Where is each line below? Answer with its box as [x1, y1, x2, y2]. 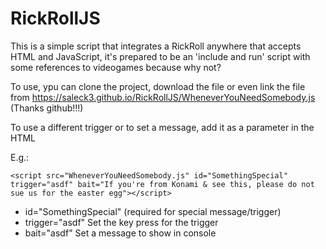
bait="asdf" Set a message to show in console [24, 227, 217, 239]
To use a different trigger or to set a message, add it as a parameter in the [10, 121, 315, 133]
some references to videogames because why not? [10, 61, 222, 73]
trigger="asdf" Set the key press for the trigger [24, 216, 219, 228]
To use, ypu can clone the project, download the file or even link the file [10, 80, 306, 92]
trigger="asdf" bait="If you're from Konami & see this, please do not [10, 179, 315, 189]
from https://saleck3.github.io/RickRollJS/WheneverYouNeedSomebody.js [10, 91, 316, 103]
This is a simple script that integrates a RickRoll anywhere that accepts [10, 40, 302, 52]
